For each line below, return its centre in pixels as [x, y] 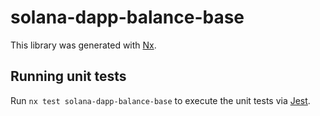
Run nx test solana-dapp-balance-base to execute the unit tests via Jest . [160, 100]
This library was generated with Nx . [83, 45]
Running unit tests [68, 76]
